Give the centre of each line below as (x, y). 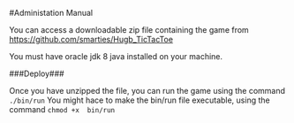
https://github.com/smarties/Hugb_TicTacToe (91, 39)
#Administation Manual (51, 13)
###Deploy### (37, 73)
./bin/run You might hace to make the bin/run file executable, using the (140, 100)
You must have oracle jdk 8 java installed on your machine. (116, 56)
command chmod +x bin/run (62, 109)
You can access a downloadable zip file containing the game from (129, 30)
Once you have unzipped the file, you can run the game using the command (147, 91)
